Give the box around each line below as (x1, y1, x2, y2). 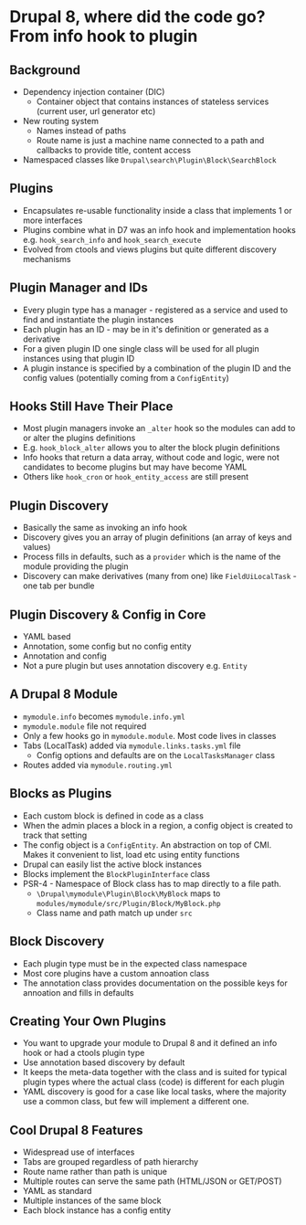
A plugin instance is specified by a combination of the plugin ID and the (22, 363, 291, 374)
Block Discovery (9, 934, 105, 949)
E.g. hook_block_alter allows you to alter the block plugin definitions (22, 442, 280, 453)
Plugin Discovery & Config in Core (9, 607, 206, 622)
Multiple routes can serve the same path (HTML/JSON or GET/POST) (22, 1176, 282, 1187)
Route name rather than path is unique (22, 1167, 167, 1177)
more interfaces (22, 215, 83, 226)
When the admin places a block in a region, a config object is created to (22, 819, 294, 830)
